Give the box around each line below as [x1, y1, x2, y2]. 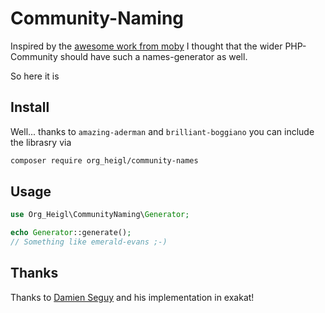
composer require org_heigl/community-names [10, 155, 199, 166]
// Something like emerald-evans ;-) [10, 237, 168, 247]
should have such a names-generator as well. [59, 50, 248, 62]
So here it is [10, 70, 60, 82]
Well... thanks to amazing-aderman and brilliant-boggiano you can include [10, 125, 315, 137]
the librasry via [10, 136, 72, 148]
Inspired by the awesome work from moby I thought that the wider [10, 40, 283, 52]
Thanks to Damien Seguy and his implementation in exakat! [10, 291, 255, 303]
